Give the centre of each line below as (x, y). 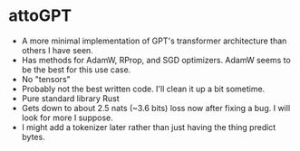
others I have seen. (58, 50)
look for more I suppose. (68, 118)
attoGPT (40, 16)
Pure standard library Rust (70, 98)
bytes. (34, 137)
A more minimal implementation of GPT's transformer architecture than (154, 41)
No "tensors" (46, 79)
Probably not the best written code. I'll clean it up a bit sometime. (143, 89)
